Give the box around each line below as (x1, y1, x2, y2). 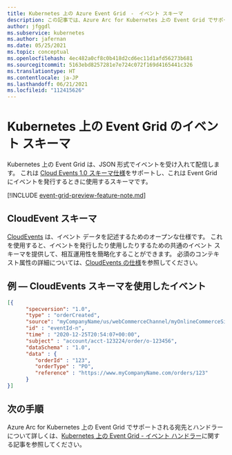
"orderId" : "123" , (35, 356, 91, 364)
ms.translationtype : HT (7, 68, 76, 74)
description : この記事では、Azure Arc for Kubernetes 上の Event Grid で (7, 17, 213, 23)
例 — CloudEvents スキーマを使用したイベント (7, 281, 206, 292)
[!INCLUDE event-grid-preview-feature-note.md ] (7, 191, 146, 200)
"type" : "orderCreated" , (25, 312, 100, 319)
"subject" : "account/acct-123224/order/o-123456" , (25, 337, 177, 345)
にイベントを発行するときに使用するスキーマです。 (7, 177, 152, 186)
